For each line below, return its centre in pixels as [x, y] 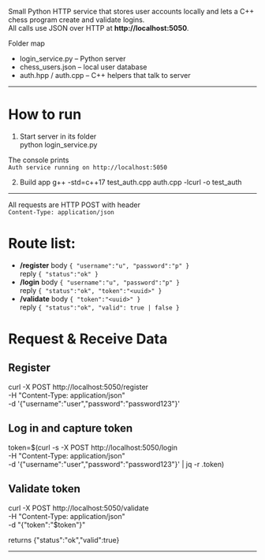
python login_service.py [58, 144]
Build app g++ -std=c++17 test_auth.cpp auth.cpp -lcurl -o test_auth [131, 182]
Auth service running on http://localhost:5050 [88, 167]
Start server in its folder [58, 136]
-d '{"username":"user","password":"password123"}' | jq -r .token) [116, 464]
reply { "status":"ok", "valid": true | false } [99, 307]
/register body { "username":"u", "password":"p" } [105, 265]
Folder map [27, 43]
